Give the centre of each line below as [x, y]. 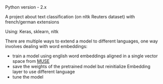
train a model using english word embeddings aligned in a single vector [85, 56]
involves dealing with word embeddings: [46, 46]
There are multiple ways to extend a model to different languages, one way [81, 41]
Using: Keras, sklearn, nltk [32, 31]
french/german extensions [32, 22]
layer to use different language [44, 72]
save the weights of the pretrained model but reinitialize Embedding [81, 66]
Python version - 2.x [26, 7]
